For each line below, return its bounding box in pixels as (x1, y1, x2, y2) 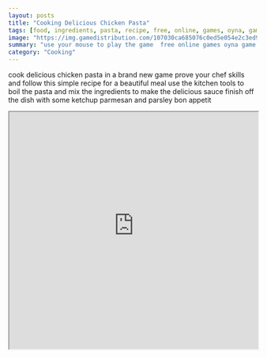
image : (8, 33, 30, 42)
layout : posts (8, 11, 55, 20)
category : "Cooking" (8, 48, 77, 56)
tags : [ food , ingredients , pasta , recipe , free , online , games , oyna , (8, 26, 246, 34)
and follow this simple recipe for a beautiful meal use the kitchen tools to (8, 78, 245, 88)
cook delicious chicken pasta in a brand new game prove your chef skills (8, 70, 245, 79)
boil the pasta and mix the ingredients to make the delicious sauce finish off (8, 87, 254, 96)
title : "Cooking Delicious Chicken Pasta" (8, 19, 150, 27)
